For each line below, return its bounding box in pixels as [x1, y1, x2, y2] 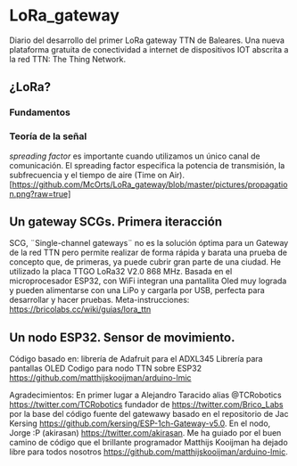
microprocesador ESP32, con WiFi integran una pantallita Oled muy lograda [9, 275, 287, 286]
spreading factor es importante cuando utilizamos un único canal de [9, 151, 260, 161]
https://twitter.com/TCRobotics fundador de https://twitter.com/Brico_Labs [9, 399, 284, 410]
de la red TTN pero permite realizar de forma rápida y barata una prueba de [9, 247, 288, 258]
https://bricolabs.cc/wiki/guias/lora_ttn [9, 304, 152, 315]
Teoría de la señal [9, 130, 87, 143]
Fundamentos [9, 106, 71, 119]
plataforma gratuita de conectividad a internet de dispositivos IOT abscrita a [9, 44, 289, 54]
